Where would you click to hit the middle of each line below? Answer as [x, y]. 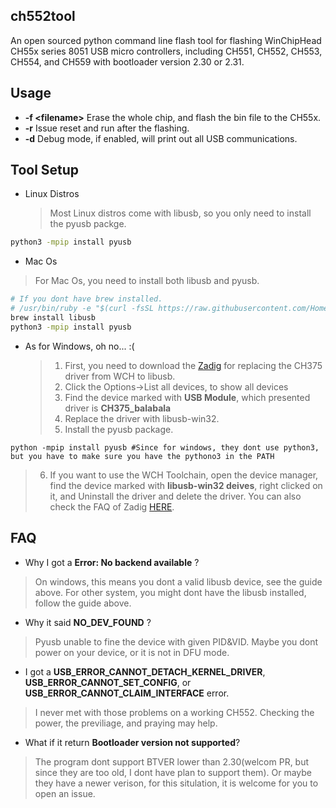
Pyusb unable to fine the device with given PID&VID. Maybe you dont [176, 641]
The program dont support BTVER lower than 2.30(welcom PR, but [172, 761]
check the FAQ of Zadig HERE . [112, 506]
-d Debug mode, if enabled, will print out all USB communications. [161, 138]
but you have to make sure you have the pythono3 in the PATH [142, 456]
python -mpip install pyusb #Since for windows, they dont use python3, [165, 447]
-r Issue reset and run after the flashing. [107, 128]
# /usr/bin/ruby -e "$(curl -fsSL [82, 309]
